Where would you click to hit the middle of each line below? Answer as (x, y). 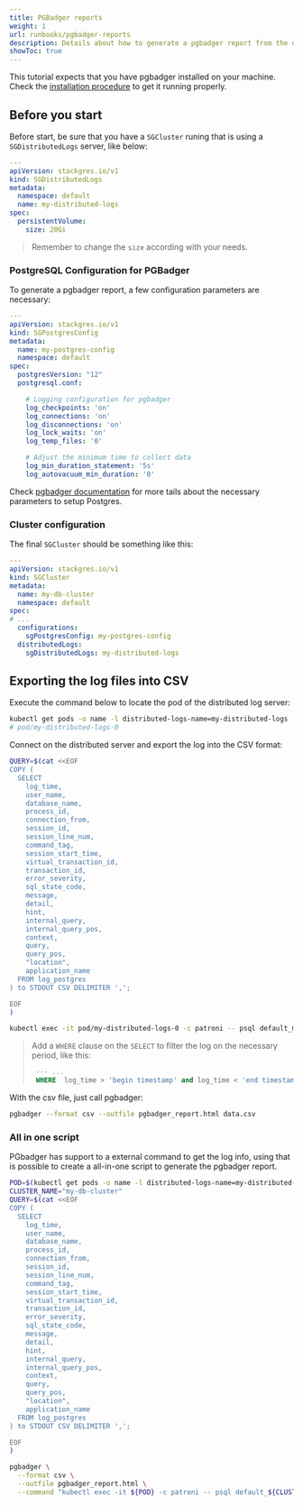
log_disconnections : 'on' (74, 425)
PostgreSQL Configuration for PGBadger (100, 270)
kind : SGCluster (40, 577)
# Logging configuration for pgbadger (98, 399)
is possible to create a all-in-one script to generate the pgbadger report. (143, 1166)
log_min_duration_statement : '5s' (90, 466)
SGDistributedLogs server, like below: (78, 146)
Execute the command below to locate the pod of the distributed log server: (150, 702)
